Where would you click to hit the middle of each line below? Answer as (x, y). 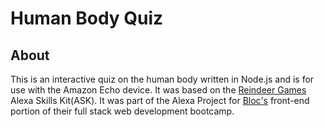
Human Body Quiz (87, 18)
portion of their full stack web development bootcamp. (122, 111)
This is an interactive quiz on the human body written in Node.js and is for (162, 79)
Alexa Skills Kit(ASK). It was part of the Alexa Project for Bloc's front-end (160, 100)
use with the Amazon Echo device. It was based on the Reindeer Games (158, 90)
